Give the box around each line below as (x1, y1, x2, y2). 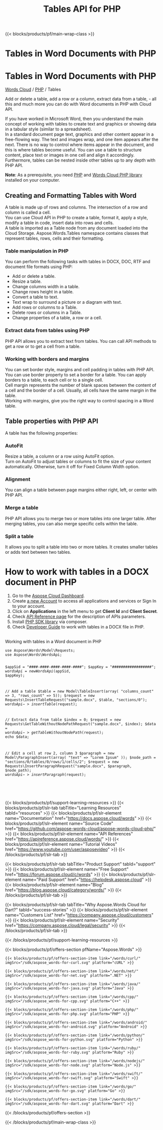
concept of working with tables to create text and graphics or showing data (5, 121, 157, 127)
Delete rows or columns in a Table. (12, 310, 82, 315)
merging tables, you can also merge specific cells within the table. (5, 521, 138, 526)
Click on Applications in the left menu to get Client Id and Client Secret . (12, 608, 158, 614)
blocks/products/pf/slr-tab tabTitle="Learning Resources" (5, 805, 122, 811)
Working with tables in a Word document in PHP (5, 638, 102, 644)
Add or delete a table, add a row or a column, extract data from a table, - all (5, 96, 157, 102)
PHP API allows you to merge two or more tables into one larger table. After (5, 515, 157, 521)
